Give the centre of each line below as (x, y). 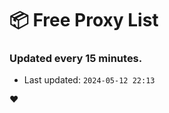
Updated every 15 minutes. (76, 59)
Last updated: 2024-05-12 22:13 (89, 80)
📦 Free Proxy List (84, 20)
